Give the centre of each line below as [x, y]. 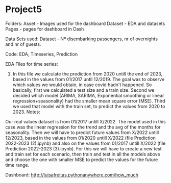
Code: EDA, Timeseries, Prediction [42, 54]
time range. [17, 165]
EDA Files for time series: [32, 64]
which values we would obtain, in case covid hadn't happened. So [82, 85]
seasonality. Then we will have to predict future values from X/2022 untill [82, 132]
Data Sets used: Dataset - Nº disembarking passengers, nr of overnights [82, 39]
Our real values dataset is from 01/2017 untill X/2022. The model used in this [86, 121]
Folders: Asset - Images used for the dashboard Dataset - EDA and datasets [85, 23]
